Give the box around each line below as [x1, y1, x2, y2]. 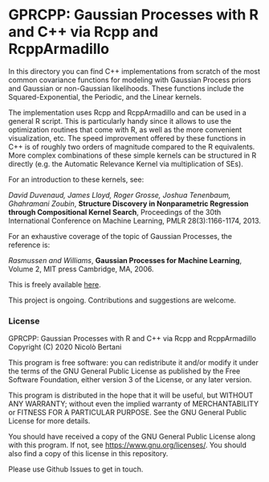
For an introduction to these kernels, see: [8, 175, 145, 184]
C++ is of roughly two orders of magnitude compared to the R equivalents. [8, 142, 255, 151]
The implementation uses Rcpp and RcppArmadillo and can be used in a [8, 107, 247, 117]
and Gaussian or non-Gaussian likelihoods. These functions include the [8, 83, 245, 93]
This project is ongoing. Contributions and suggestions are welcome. [8, 295, 237, 305]
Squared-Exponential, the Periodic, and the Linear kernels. [8, 92, 202, 101]
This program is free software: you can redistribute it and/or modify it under [8, 358, 259, 368]
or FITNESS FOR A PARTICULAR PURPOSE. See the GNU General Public [8, 408, 247, 418]
